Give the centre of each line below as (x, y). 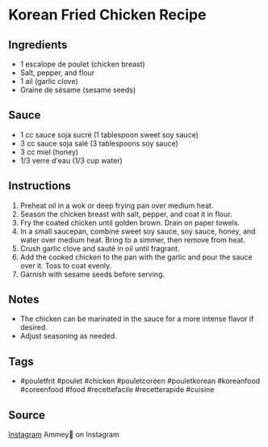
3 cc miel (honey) (49, 152)
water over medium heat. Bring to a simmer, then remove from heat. (133, 239)
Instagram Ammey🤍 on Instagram (64, 435)
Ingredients (38, 45)
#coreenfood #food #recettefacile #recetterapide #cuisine (117, 390)
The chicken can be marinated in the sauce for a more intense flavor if (137, 319)
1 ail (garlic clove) (49, 81)
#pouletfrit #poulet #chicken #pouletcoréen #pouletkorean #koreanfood (140, 381)
